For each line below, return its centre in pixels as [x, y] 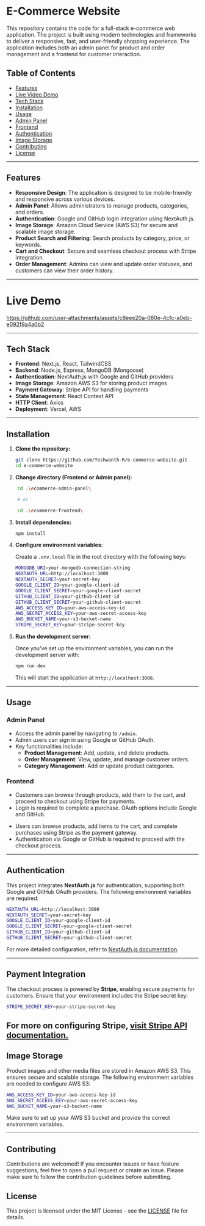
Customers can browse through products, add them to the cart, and [100, 794]
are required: [23, 898]
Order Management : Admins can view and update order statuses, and [103, 264]
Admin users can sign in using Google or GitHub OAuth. [85, 739]
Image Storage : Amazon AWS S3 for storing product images [91, 383]
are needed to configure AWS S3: [49, 1083]
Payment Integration [46, 974]
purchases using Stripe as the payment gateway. [77, 832]
